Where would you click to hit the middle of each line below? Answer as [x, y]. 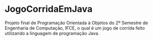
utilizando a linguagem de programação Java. [52, 33]
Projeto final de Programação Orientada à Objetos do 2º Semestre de [76, 23]
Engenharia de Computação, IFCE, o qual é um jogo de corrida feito [75, 28]
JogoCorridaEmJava [49, 9]
